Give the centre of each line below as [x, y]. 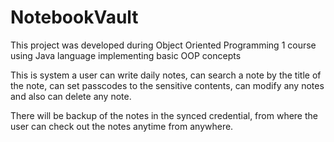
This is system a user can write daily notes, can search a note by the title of [166, 75]
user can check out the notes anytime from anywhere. [122, 126]
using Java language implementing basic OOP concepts [126, 55]
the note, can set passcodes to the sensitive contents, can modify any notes [167, 85]
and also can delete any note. [71, 96]
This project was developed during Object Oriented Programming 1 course [163, 45]
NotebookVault [74, 17]
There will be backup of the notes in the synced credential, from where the [164, 115]
